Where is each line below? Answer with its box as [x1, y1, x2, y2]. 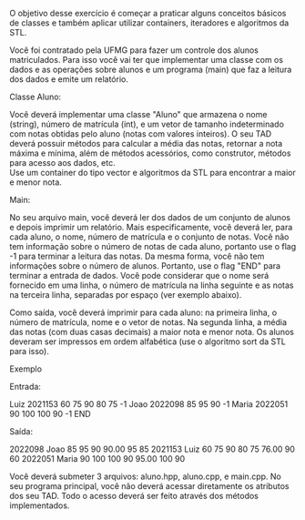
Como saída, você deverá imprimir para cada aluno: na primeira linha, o [9, 307, 278, 318]
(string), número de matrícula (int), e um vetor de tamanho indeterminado [9, 118, 285, 129]
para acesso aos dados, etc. [9, 158, 116, 168]
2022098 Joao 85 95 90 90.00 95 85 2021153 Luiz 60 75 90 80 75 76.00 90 [9, 444, 296, 454]
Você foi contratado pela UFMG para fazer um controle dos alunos [9, 45, 259, 56]
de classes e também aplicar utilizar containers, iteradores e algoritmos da [9, 17, 290, 28]
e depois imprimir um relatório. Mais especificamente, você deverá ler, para [9, 222, 293, 232]
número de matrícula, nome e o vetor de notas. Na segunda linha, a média [9, 317, 288, 327]
